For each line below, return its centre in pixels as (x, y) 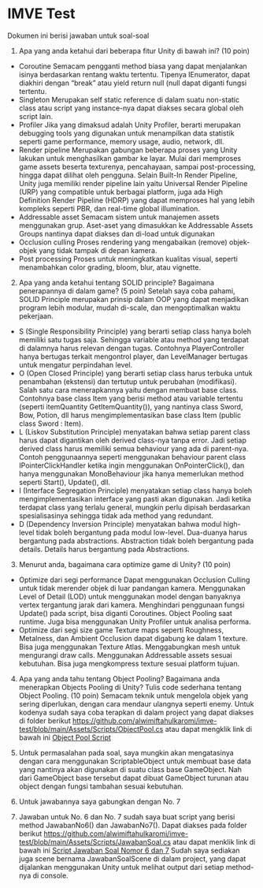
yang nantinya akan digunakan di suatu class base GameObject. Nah (130, 769)
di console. (50, 875)
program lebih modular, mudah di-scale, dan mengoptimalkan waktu (130, 308)
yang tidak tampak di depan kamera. (98, 250)
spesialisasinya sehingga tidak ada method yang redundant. (116, 515)
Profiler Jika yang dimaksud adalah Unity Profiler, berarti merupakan (130, 125)
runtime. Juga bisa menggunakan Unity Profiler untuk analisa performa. (135, 621)
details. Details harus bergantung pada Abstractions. (104, 549)
